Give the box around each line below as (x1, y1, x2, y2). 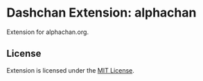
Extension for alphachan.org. (6, 28, 89, 36)
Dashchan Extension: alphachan (6, 5, 197, 21)
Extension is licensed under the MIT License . (6, 66, 134, 74)
